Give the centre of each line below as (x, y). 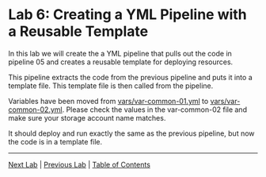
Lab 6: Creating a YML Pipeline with (127, 15)
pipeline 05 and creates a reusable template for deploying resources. (121, 62)
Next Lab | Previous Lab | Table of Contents (79, 164)
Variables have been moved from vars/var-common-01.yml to (108, 101)
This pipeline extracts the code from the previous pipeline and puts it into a (131, 77)
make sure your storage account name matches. (87, 117)
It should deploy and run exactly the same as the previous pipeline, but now (131, 133)
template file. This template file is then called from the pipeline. (111, 86)
